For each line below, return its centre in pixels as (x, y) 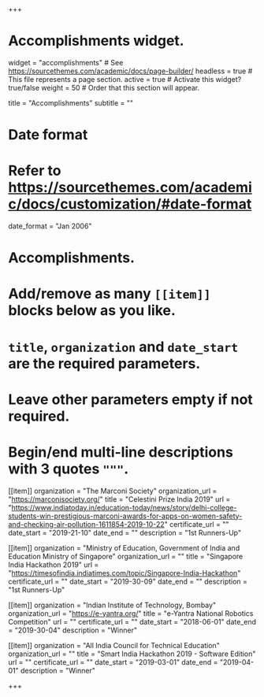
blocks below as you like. (92, 311)
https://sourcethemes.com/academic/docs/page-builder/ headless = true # (130, 71)
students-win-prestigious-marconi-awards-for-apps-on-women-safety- (125, 516)
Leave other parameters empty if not (131, 399)
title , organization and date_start (123, 347)
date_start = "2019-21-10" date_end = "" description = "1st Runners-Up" (125, 532)
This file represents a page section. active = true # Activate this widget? (125, 79)
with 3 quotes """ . (69, 469)
